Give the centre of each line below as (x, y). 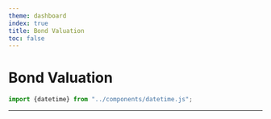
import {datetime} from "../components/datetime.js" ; (101, 100)
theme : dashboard (38, 16)
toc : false (27, 38)
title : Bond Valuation (46, 31)
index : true (28, 23)
